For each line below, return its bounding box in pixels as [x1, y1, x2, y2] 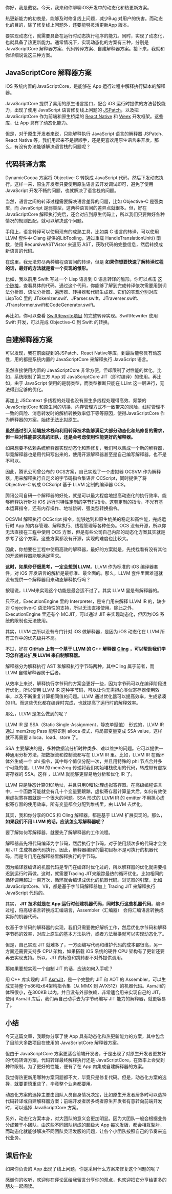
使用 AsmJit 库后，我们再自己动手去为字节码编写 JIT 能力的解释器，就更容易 [5, 996, 166, 1002]
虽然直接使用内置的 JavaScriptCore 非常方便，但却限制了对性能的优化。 [5, 367, 157, 373]
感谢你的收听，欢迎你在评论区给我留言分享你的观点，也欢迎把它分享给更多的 [5, 1177, 167, 1183]
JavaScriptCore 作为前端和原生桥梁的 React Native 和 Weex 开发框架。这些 [5, 113, 164, 119]
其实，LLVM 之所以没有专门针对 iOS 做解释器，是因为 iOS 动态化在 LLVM [5, 629, 160, 635]
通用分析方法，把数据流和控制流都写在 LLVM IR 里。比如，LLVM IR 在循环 [9, 752, 165, 758]
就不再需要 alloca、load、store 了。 [5, 734, 81, 741]
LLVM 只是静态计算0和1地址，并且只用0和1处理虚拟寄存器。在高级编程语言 [5, 782, 163, 788]
